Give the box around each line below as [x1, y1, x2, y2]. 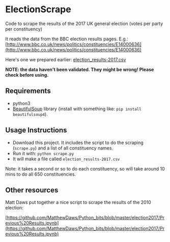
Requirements [5, 87, 51, 95]
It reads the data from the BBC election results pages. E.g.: [5, 36, 128, 42]
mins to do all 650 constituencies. [5, 171, 76, 177]
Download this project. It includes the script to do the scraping [12, 139, 144, 146]
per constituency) [5, 26, 42, 32]
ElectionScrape [5, 4, 71, 15]
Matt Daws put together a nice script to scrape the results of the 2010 [5, 199, 151, 205]
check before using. [5, 71, 49, 78]
